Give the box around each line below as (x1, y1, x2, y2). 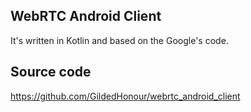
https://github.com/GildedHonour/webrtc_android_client (10, 90, 241, 102)
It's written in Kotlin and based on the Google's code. (10, 34, 229, 46)
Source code (10, 64, 92, 81)
